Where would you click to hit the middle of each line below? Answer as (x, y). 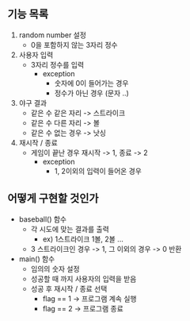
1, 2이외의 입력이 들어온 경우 (98, 171)
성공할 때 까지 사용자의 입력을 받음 (84, 278)
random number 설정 (52, 35)
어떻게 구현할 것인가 (53, 198)
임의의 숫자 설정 (55, 269)
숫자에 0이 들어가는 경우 (91, 83)
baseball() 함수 (43, 219)
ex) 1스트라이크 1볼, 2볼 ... (83, 239)
